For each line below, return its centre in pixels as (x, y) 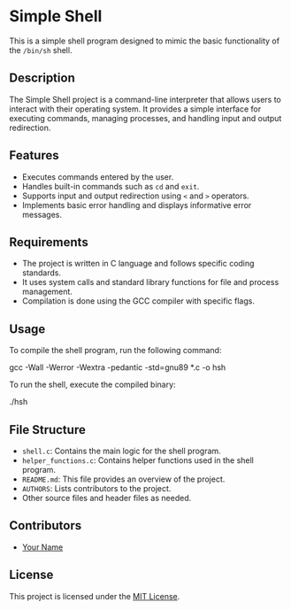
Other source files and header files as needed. (107, 498)
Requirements (49, 242)
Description (42, 78)
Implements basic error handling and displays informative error (137, 205)
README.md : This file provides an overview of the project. (123, 479)
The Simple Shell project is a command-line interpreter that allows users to (145, 99)
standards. (42, 273)
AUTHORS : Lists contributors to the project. (96, 488)
